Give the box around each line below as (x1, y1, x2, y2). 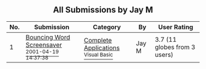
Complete (83, 36, 112, 44)
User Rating (158, 22, 194, 31)
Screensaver (25, 41, 63, 49)
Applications (83, 44, 120, 52)
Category (93, 22, 121, 31)
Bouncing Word (25, 33, 71, 41)
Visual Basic (83, 51, 113, 58)
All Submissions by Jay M (53, 5, 153, 15)
